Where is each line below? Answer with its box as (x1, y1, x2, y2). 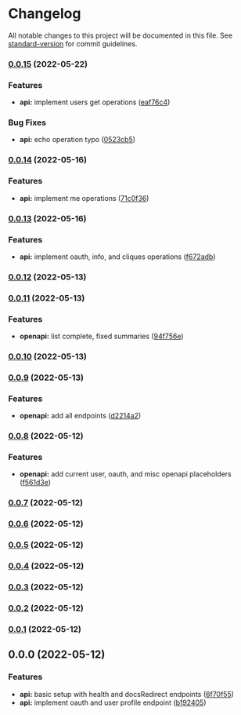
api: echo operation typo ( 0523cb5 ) (19, 135, 135, 144)
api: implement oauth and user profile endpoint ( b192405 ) (19, 698, 207, 707)
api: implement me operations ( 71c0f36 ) (19, 193, 149, 202)
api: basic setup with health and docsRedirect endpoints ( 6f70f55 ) (19, 689, 235, 699)
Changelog (8, 5, 81, 23)
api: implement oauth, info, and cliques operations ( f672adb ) (19, 252, 216, 261)
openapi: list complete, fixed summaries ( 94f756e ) (19, 331, 184, 341)
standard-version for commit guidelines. (8, 38, 138, 48)
